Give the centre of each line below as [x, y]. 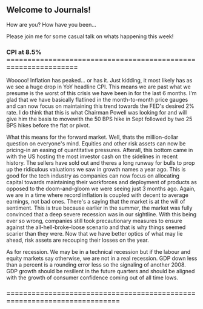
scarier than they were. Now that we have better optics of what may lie [95, 234]
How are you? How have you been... [52, 24]
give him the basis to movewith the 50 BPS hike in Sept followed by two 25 [99, 119]
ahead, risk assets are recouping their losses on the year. [78, 240]
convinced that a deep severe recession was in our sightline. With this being [101, 214]
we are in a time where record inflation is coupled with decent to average [98, 195]
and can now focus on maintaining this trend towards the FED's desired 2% [100, 106]
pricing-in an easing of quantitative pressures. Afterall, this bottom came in [100, 150]
